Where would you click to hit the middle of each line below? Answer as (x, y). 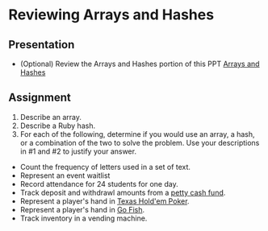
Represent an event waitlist (65, 175)
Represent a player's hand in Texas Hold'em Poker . (105, 201)
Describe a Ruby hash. (57, 126)
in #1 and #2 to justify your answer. (78, 151)
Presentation (42, 45)
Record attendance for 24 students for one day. (99, 184)
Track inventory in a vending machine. (84, 218)
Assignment (40, 98)
